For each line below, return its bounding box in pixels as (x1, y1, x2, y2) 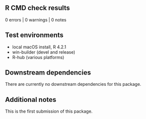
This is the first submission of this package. (5, 108, 93, 114)
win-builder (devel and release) (12, 49, 76, 55)
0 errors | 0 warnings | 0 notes (5, 17, 67, 22)
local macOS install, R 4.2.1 (12, 44, 66, 50)
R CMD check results (5, 4, 70, 12)
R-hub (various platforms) (12, 54, 64, 60)
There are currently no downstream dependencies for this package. (5, 81, 142, 87)
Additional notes (5, 95, 57, 104)
